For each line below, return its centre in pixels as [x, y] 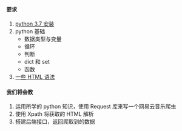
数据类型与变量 [43, 39]
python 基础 [30, 32]
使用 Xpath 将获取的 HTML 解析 [54, 114]
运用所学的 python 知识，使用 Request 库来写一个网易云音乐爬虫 [96, 107]
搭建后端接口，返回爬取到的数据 [55, 122]
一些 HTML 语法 [35, 77]
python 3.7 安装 [35, 24]
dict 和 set [37, 62]
